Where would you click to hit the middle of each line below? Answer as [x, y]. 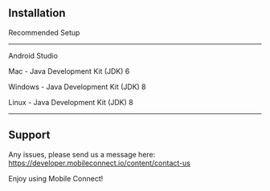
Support [29, 135]
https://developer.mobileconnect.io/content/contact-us [100, 163]
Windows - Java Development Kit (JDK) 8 [77, 87]
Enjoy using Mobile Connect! [56, 178]
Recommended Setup [44, 32]
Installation [37, 13]
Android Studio [33, 55]
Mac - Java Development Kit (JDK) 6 [69, 71]
